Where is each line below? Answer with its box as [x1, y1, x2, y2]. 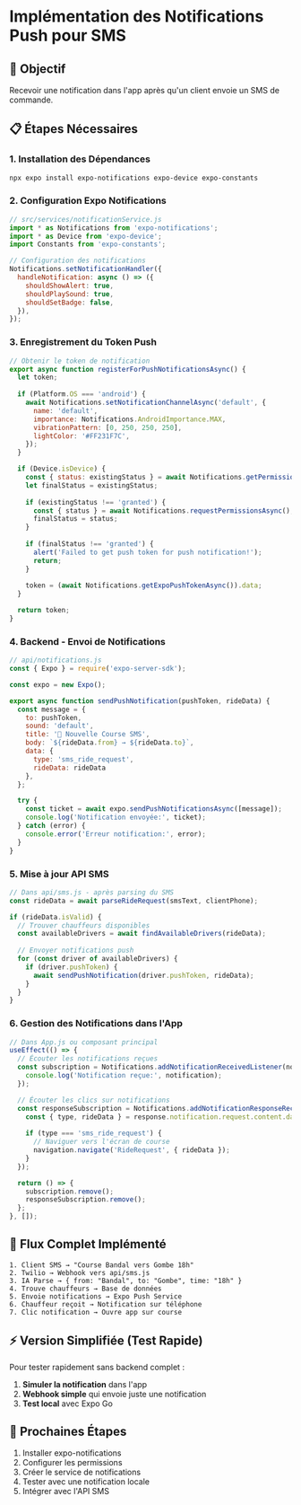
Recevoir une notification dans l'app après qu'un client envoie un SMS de [9, 85, 280, 95]
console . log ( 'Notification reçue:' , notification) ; [25, 1071, 222, 1080]
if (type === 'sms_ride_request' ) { [25, 1129, 163, 1138]
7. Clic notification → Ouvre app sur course [9, 1307, 182, 1316]
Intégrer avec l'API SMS [21, 1486, 110, 1497]
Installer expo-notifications [21, 1448, 123, 1458]
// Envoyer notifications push [17, 946, 134, 955]
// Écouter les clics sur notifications [17, 1096, 170, 1105]
